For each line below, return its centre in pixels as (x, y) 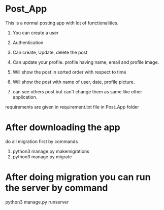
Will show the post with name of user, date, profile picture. (74, 82)
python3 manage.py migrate (42, 156)
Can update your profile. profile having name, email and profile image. (86, 62)
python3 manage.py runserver (37, 202)
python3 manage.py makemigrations (51, 151)
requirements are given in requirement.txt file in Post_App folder (72, 107)
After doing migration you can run (78, 177)
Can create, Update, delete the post (50, 52)
